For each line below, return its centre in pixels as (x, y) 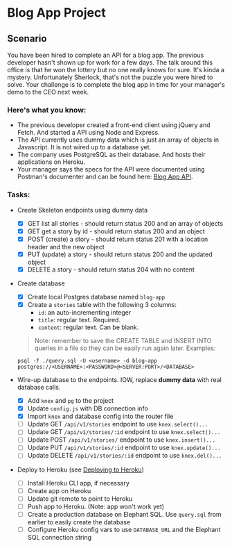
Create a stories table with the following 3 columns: (102, 304)
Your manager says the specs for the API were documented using (111, 169)
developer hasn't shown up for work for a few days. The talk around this (110, 63)
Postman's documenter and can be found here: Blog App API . (105, 177)
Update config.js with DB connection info (88, 408)
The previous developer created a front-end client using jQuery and (114, 125)
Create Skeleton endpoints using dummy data (82, 210)
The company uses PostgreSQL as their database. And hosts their (111, 155)
